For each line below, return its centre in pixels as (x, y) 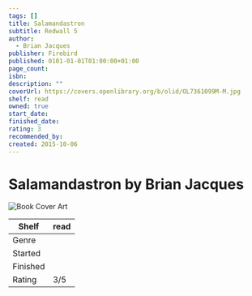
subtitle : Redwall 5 (43, 31)
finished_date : (34, 122)
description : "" (36, 84)
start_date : (28, 114)
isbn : (17, 76)
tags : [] (23, 16)
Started (27, 254)
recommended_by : (36, 136)
